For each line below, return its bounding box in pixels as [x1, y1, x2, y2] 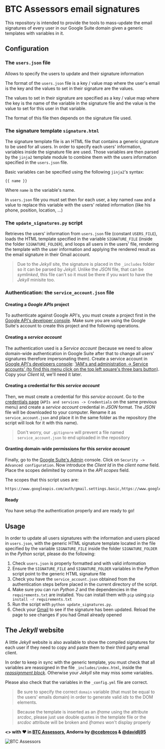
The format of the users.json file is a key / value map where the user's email [5, 80, 160, 86]
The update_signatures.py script [5, 219, 83, 226]
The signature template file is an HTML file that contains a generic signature [5, 138, 159, 144]
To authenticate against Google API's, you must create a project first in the [5, 312, 156, 319]
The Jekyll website [5, 626, 64, 635]
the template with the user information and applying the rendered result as [5, 247, 156, 252]
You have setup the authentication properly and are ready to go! [5, 508, 135, 514]
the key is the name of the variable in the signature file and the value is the [5, 100, 156, 106]
